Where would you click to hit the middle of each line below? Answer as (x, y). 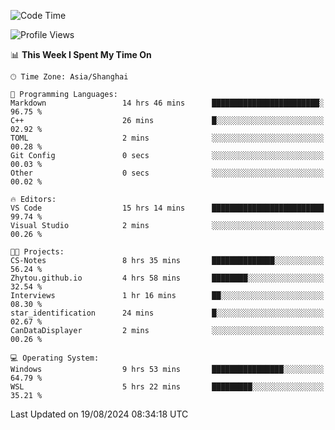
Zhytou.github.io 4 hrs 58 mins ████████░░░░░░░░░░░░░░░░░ (167, 278)
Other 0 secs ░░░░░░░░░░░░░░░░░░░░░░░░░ (167, 173)
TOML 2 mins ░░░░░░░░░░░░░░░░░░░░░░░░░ (167, 138)
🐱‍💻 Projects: (37, 252)
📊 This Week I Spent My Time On (81, 54)
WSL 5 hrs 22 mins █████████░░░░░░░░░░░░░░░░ (167, 387)
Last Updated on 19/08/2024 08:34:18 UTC (99, 414)
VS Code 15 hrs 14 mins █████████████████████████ (167, 208)
